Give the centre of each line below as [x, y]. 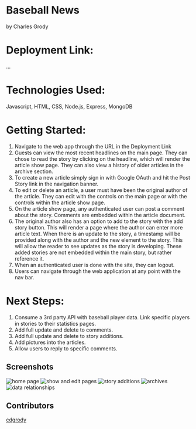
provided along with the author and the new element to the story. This [99, 240]
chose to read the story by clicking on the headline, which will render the [102, 158]
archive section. [34, 171]
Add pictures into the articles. [50, 342]
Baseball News [43, 10]
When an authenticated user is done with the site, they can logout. [94, 265]
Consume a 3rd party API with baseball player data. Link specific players [102, 317]
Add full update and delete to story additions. [69, 336]
